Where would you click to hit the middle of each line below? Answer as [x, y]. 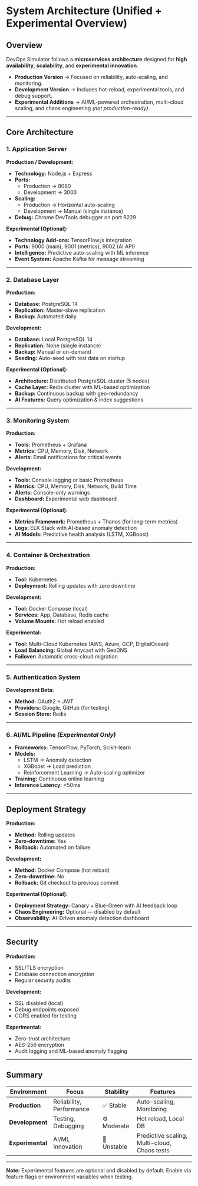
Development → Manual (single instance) [73, 211]
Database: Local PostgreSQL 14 [54, 339]
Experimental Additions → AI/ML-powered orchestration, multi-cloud [99, 102]
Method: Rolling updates [45, 835]
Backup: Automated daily [45, 316]
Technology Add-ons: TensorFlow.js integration [73, 240]
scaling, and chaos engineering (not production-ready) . [82, 108]
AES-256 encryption [39, 1045]
